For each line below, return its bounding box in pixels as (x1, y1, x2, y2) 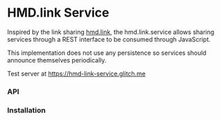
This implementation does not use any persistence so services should (7, 49, 206, 57)
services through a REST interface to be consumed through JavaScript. (7, 35, 211, 43)
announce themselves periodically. (7, 55, 107, 64)
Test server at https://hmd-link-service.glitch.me (7, 69, 146, 78)
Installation (7, 105, 46, 115)
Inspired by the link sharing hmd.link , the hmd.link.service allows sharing (7, 28, 215, 36)
